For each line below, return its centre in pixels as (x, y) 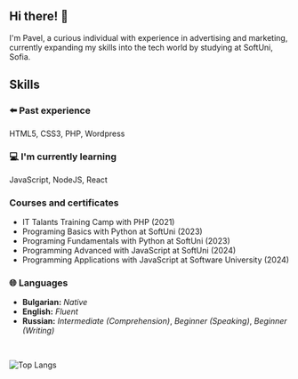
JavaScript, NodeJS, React (59, 180)
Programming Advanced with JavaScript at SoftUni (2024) (129, 251)
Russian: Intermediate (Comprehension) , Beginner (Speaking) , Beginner (154, 321)
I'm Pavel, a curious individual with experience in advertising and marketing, (149, 37)
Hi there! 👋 (39, 16)
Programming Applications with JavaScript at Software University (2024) (156, 260)
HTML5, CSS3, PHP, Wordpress (67, 133)
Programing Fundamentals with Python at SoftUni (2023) (126, 241)
